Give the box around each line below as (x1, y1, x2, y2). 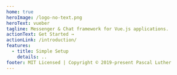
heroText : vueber (6, 20, 50, 26)
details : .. (17, 54, 47, 60)
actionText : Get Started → (6, 31, 74, 37)
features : (6, 43, 31, 49)
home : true (6, 8, 34, 15)
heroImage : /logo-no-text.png (6, 15, 83, 21)
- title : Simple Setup (11, 48, 69, 54)
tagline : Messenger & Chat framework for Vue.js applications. (6, 25, 169, 32)
